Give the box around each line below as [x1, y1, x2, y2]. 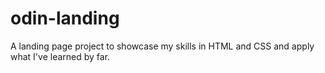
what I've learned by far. [10, 50, 111, 62]
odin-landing [10, 7, 120, 30]
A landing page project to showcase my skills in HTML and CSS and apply [10, 40, 315, 52]
